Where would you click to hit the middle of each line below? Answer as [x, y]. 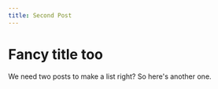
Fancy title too [56, 54]
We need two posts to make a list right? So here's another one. [110, 76]
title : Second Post [40, 15]
